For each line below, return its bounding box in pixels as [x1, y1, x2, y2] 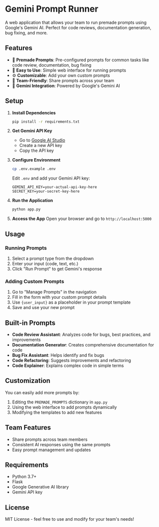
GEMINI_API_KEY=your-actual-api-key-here [12, 185, 97, 190]
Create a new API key [19, 143, 63, 148]
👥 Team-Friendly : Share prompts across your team [12, 77, 115, 83]
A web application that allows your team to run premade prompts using [5, 19, 147, 25]
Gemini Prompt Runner [5, 3, 98, 15]
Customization [5, 377, 51, 385]
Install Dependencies [12, 109, 56, 115]
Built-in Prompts [5, 319, 56, 327]
